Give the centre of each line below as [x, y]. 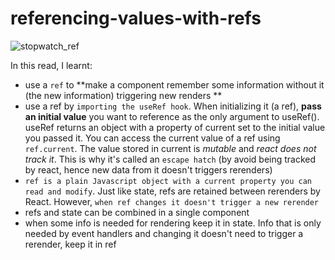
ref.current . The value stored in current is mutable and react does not [170, 148]
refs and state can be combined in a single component [137, 212]
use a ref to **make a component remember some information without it [174, 84]
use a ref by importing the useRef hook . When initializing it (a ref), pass [173, 106]
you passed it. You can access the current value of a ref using [152, 138]
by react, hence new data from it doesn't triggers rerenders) [148, 169]
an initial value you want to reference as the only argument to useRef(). [172, 116]
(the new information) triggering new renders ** [123, 95]
